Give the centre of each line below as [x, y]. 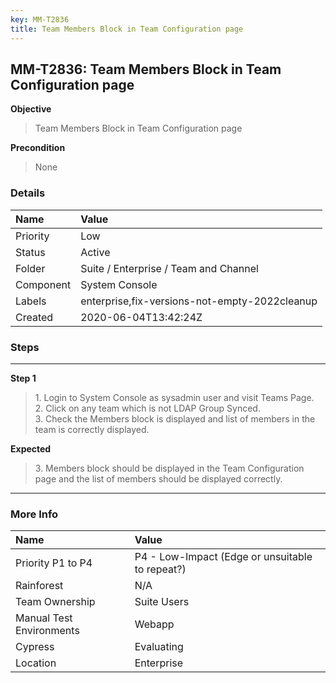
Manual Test [44, 618]
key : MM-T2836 [40, 19]
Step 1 [23, 378]
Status [30, 252]
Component [43, 284]
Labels [31, 301]
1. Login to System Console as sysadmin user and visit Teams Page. [174, 397]
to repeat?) [160, 569]
